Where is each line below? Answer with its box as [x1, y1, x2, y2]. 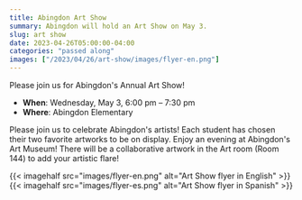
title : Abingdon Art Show [9, 13, 106, 23]
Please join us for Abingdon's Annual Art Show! [9, 80, 185, 90]
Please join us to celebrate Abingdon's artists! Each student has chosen [9, 124, 276, 135]
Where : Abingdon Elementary [22, 107, 133, 117]
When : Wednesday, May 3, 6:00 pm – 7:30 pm [22, 97, 196, 108]
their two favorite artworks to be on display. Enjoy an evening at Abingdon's [9, 134, 291, 144]
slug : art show [9, 30, 67, 39]
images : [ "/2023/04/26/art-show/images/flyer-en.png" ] [9, 55, 220, 64]
